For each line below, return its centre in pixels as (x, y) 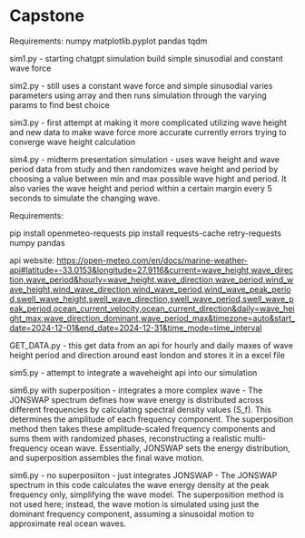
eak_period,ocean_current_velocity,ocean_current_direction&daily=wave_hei (152, 308)
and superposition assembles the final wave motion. (107, 457)
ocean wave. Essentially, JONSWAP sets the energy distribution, (170, 448)
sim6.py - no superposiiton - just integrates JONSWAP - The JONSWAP (143, 475)
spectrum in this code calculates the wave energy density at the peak (139, 484)
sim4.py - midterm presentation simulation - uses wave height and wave (144, 159)
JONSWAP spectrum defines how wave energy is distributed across (137, 399)
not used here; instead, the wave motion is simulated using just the (134, 504)
